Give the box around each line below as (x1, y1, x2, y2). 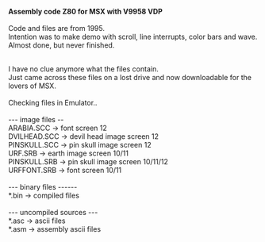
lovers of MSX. (8, 81, 57, 90)
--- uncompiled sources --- (8, 208, 98, 217)
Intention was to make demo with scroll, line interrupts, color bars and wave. (8, 32, 258, 41)
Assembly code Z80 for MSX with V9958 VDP (8, 7, 163, 16)
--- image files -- (8, 115, 64, 124)
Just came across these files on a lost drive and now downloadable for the (8, 73, 252, 82)
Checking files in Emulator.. (8, 98, 98, 107)
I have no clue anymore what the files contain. (8, 64, 159, 74)
